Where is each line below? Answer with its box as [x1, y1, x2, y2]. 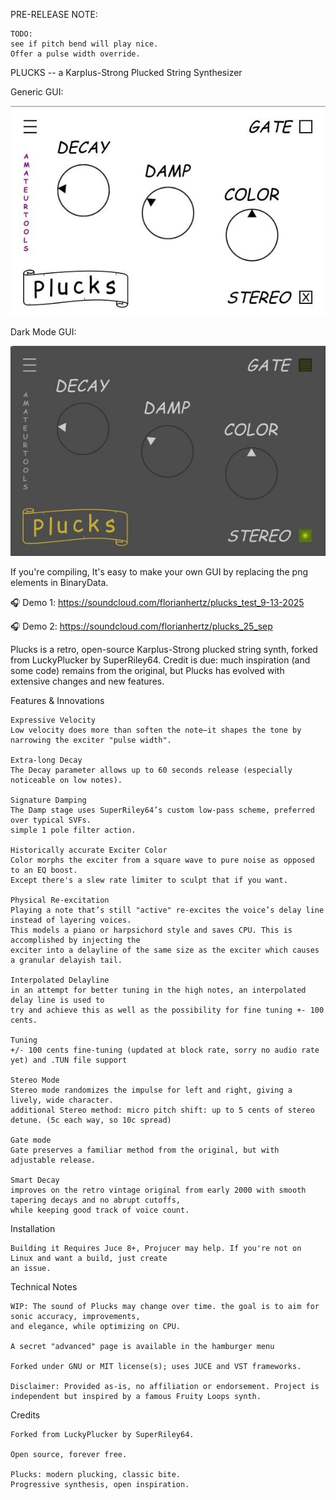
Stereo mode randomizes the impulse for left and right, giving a [10, 1085, 293, 1095]
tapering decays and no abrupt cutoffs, [10, 1195, 182, 1205]
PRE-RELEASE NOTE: [10, 9, 98, 20]
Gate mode [10, 1135, 52, 1145]
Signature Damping [10, 795, 87, 805]
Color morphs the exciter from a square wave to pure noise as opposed [10, 855, 315, 865]
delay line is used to [10, 995, 105, 1005]
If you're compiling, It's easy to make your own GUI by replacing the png [10, 566, 309, 578]
